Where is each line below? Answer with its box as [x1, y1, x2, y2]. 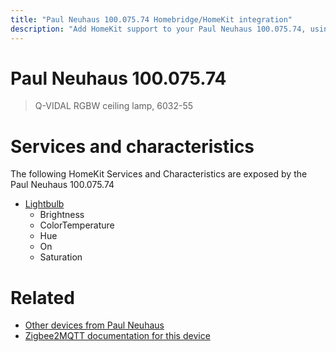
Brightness [39, 209, 85, 221]
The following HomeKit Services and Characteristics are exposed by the [10, 168, 308, 180]
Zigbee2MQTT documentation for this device [24, 330, 211, 342]
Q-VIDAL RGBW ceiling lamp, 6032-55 [34, 100, 194, 112]
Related [10, 286, 75, 309]
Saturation [39, 251, 83, 263]
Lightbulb [24, 198, 65, 210]
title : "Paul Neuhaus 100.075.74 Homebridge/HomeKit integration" [10, 14, 293, 25]
